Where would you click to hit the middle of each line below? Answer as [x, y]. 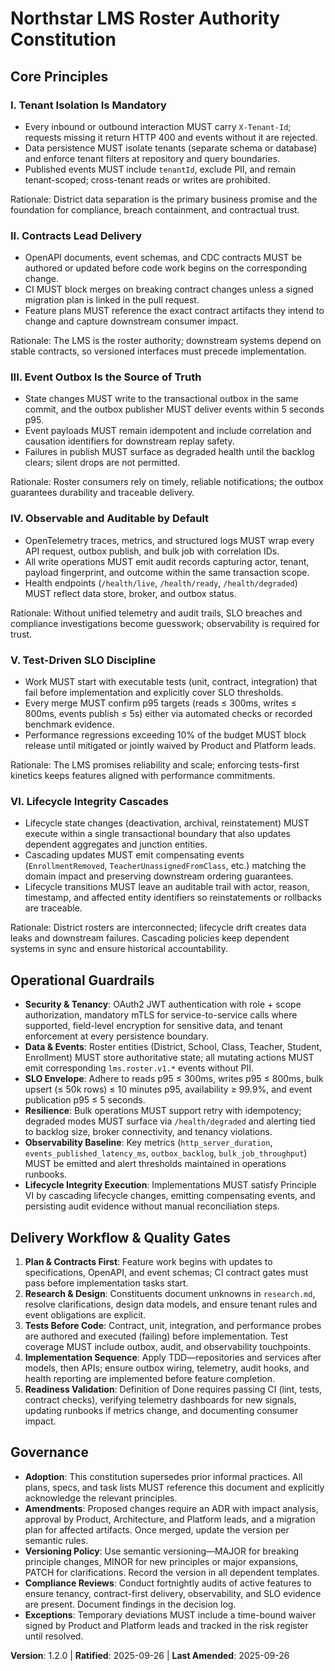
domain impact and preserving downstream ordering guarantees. [159, 876]
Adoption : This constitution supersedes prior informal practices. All [163, 1476]
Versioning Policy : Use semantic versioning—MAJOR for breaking [162, 1551]
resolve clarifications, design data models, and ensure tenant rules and [171, 1304]
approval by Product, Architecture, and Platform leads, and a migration [170, 1519]
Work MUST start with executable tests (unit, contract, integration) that [171, 682]
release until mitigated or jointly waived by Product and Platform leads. [170, 746]
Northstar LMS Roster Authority [145, 18]
